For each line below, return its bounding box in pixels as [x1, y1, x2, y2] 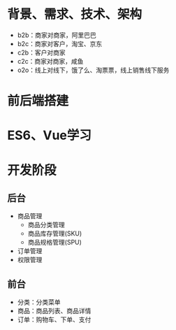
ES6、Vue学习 [7, 127, 92, 143]
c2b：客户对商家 [17, 48, 66, 57]
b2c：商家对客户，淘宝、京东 [17, 39, 103, 48]
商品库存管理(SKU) [27, 229, 82, 238]
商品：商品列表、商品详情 [17, 307, 91, 315]
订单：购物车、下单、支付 [17, 315, 91, 324]
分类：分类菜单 [17, 298, 61, 306]
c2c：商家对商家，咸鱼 [17, 57, 84, 65]
